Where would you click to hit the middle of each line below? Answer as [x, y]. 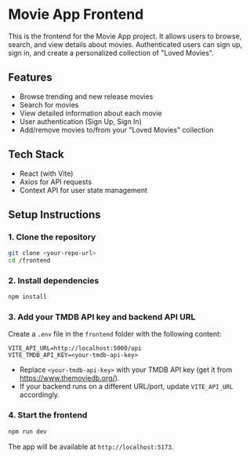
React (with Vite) [46, 173]
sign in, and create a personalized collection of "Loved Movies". [111, 53]
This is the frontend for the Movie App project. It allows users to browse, [125, 36]
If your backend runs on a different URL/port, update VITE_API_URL [126, 387]
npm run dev [27, 432]
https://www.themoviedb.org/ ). [69, 378]
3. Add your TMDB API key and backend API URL [102, 317]
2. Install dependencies [54, 280]
